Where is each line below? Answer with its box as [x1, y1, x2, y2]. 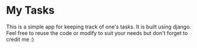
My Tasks [6, 4, 55, 17]
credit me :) [6, 36, 34, 43]
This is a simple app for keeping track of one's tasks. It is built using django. [6, 23, 191, 30]
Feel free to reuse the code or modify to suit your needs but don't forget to [6, 29, 188, 36]
